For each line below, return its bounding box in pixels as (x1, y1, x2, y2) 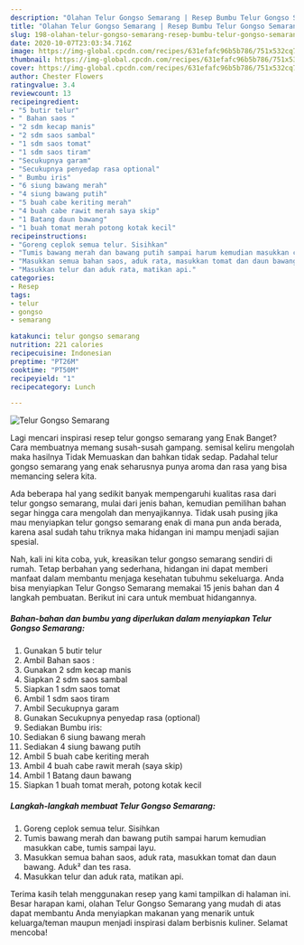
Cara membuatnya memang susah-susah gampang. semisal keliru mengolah (10, 442, 295, 453)
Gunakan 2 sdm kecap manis (23, 665, 132, 676)
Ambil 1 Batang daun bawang (23, 770, 132, 781)
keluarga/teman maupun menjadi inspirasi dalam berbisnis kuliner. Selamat (10, 918, 288, 929)
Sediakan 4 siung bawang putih (23, 742, 142, 753)
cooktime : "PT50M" (10, 365, 79, 375)
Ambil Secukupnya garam (23, 703, 120, 714)
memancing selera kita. (10, 471, 97, 482)
